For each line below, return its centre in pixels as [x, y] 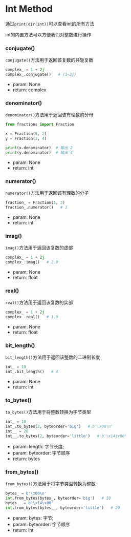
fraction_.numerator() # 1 [36, 207]
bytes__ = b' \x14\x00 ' [29, 503]
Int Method [29, 9]
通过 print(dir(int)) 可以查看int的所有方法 [50, 24]
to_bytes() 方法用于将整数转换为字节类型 [48, 412]
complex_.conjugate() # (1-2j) [41, 75]
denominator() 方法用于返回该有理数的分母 [49, 115]
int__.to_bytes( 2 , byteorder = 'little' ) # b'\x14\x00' [66, 436]
